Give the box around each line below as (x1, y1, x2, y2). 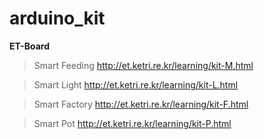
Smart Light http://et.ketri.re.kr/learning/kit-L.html (33, 78, 239, 91)
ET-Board (9, 40, 50, 52)
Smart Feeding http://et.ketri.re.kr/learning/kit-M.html (33, 59, 254, 71)
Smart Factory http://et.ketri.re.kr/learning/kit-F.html (33, 98, 249, 110)
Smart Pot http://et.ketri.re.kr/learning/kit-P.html (33, 117, 232, 129)
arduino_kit (9, 7, 106, 30)
